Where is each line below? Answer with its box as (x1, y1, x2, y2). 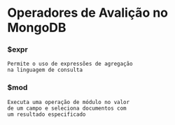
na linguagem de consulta (7, 66, 83, 74)
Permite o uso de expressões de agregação (7, 61, 133, 68)
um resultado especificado (7, 110, 86, 118)
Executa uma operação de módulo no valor (7, 98, 130, 105)
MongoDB (7, 20, 66, 36)
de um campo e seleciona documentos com (7, 105, 127, 112)
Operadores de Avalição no (7, 5, 169, 21)
